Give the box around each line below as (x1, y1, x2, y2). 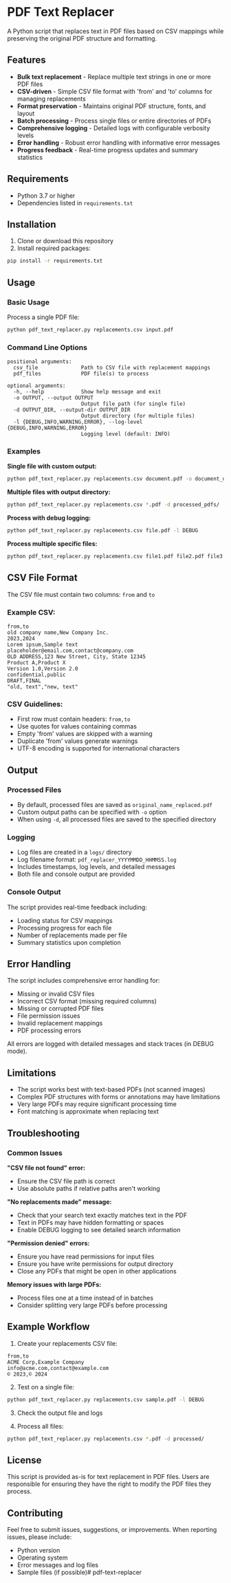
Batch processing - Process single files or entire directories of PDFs (16, 116, 212, 125)
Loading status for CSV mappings (16, 916, 113, 924)
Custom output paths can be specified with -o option (16, 808, 167, 816)
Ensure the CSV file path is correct (16, 1176, 115, 1185)
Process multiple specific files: (7, 540, 98, 548)
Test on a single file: (16, 1382, 74, 1391)
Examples (7, 447, 41, 456)
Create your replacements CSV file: (16, 1339, 118, 1347)
